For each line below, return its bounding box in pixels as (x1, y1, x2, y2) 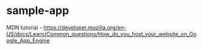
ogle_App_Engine (6, 37, 50, 44)
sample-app (6, 4, 69, 18)
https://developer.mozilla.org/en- (43, 24, 127, 31)
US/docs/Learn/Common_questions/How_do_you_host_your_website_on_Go (6, 30, 197, 37)
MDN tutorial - (6, 24, 43, 31)
